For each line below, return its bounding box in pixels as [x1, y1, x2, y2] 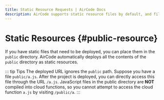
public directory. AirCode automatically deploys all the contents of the [5, 54, 146, 60]
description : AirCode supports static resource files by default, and [5, 12, 152, 17]
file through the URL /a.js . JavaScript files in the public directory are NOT [5, 79, 155, 85]
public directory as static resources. [5, 59, 79, 65]
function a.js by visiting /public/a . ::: [5, 89, 81, 95]
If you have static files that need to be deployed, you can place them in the [5, 49, 155, 55]
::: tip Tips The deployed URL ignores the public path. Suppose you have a [5, 69, 155, 75]
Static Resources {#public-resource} [5, 33, 158, 44]
